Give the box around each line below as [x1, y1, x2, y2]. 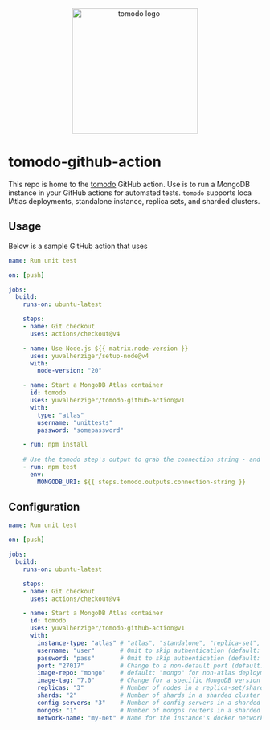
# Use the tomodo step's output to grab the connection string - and [22, 455, 261, 464]
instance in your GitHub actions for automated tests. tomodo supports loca [8, 188, 252, 198]
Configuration [8, 500, 80, 514]
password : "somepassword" [37, 426, 125, 434]
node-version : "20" [37, 367, 103, 375]
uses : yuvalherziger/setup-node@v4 [29, 352, 149, 360]
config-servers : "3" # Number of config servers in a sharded [37, 699, 261, 707]
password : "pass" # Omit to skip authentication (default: [37, 654, 261, 662]
